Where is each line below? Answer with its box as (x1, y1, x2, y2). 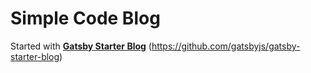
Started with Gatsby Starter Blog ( (10, 40, 152, 52)
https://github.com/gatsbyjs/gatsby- (151, 40, 301, 52)
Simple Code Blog (10, 7, 161, 30)
